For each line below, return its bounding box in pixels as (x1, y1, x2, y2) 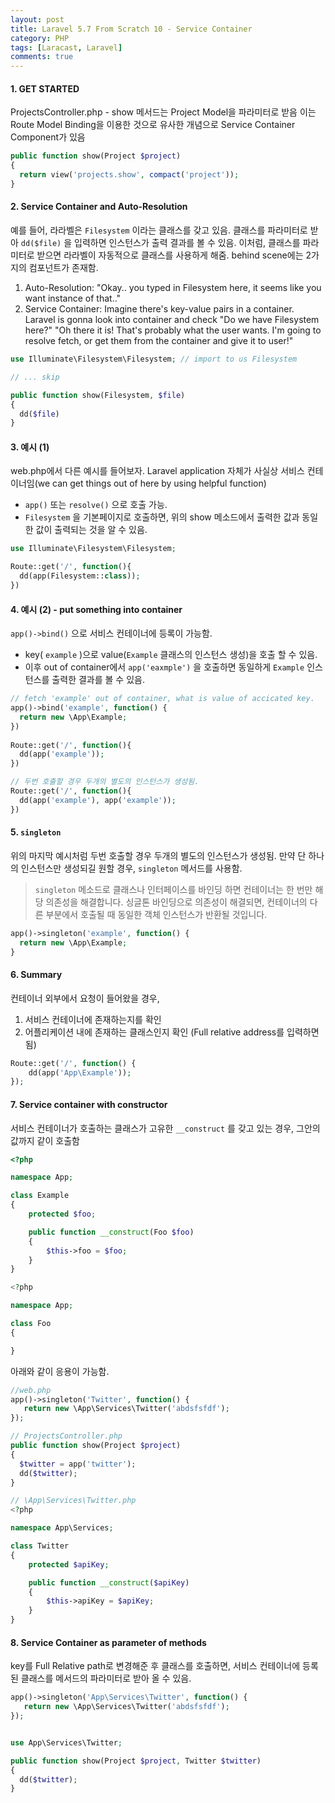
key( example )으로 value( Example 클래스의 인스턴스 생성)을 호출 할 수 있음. (24, 649, 318, 661)
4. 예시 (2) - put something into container (10, 603, 183, 615)
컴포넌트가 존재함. (28, 262, 99, 274)
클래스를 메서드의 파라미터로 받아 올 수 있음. (20, 1672, 192, 1685)
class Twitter (10, 1541, 70, 1551)
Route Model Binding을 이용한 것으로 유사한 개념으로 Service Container (10, 119, 296, 131)
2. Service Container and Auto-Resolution (10, 201, 188, 213)
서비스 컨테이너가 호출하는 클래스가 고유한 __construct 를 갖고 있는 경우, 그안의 (10, 1122, 321, 1134)
